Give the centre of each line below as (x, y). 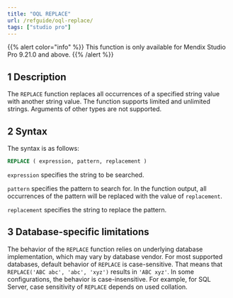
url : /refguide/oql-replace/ (50, 21)
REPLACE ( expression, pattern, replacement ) (77, 161)
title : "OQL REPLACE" (39, 14)
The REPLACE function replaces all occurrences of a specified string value (114, 94)
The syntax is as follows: (43, 148)
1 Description (37, 77)
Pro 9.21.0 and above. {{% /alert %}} (61, 55)
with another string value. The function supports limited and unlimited (109, 102)
